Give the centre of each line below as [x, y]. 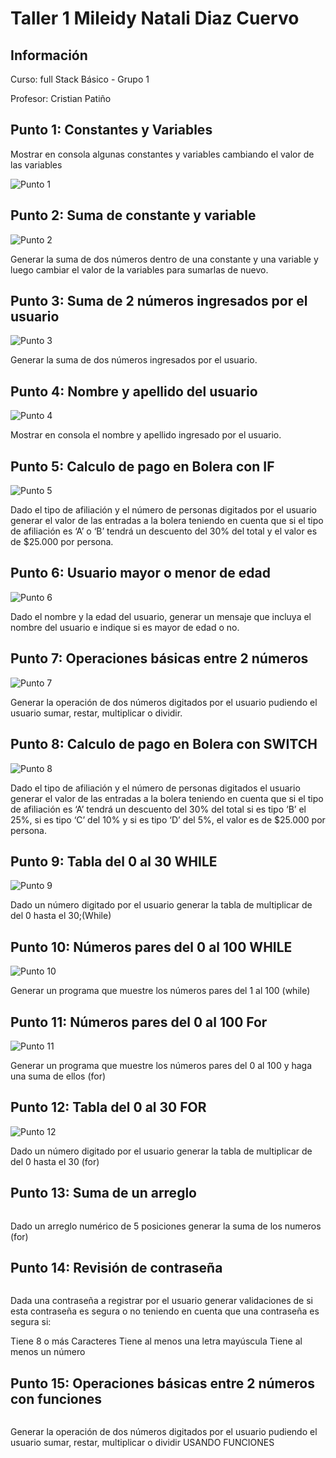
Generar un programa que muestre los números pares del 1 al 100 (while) [160, 991]
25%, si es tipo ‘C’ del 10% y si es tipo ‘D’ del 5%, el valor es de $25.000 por [168, 819]
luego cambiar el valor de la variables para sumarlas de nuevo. [139, 269]
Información [49, 55]
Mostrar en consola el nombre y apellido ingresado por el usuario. [146, 435]
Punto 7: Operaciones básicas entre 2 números [159, 658]
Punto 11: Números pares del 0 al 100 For [139, 1022]
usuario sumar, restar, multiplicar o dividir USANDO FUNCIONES [142, 1443]
